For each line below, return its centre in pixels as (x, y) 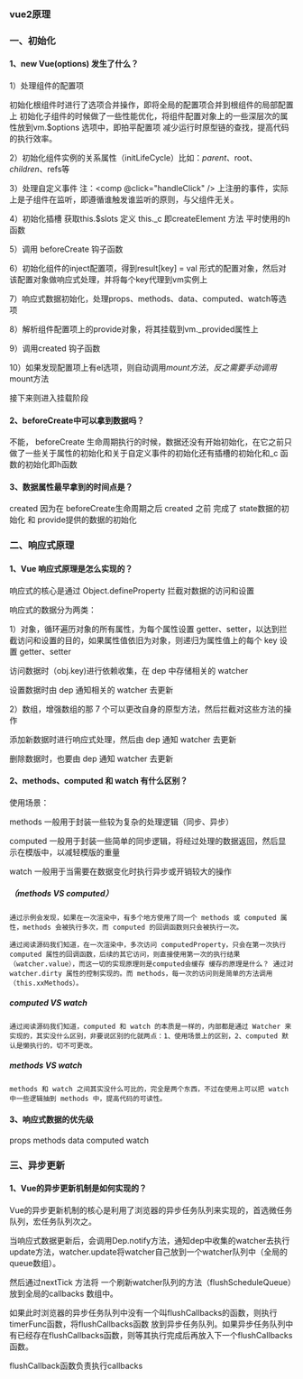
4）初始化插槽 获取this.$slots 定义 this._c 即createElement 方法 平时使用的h (150, 219)
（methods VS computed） (61, 894)
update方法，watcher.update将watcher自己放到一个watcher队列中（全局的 (149, 1252)
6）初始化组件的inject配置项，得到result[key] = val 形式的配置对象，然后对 (148, 269)
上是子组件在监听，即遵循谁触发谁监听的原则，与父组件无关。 (124, 199)
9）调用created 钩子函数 (55, 348)
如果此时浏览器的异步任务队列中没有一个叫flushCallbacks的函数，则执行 (143, 1313)
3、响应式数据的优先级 (52, 1119)
